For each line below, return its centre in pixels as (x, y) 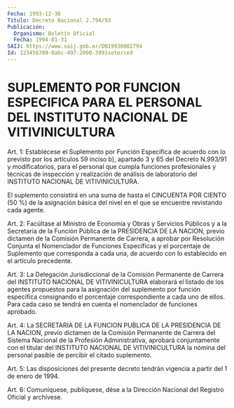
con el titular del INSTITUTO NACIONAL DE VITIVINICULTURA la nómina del (117, 347)
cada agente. (26, 210)
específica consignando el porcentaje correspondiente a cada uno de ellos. (116, 297)
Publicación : (26, 27)
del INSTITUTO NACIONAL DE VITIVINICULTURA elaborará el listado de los (116, 282)
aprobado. (22, 311)
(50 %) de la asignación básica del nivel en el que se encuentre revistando (115, 202)
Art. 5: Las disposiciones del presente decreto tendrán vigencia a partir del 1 (117, 368)
